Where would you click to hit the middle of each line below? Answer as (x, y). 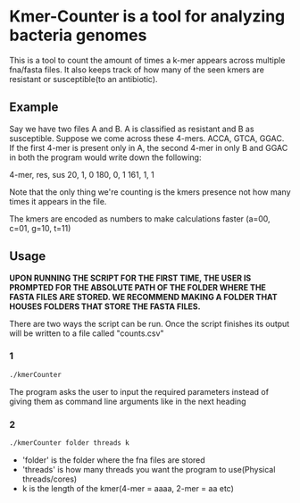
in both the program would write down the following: (105, 157)
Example (34, 108)
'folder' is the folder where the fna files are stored (113, 460)
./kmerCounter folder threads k (69, 443)
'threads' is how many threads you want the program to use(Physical (149, 469)
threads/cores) (50, 479)
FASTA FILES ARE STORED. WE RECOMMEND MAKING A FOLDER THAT (144, 297)
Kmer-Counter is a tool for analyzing (147, 17)
